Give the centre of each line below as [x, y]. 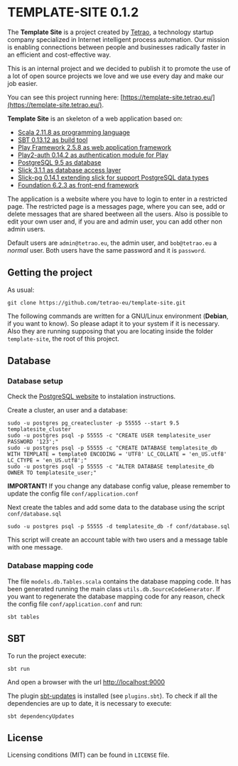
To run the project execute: [47, 656]
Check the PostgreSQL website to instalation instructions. [92, 396]
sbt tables [23, 617]
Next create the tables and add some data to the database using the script [116, 508]
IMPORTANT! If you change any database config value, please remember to [119, 486]
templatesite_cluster [39, 429]
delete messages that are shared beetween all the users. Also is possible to [118, 214]
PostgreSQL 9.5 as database [59, 162]
